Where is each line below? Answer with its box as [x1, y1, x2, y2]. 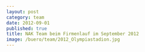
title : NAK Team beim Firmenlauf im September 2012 [6, 31, 139, 37]
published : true [6, 25, 47, 32]
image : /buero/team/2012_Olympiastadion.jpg [6, 36, 120, 42]
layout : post [6, 8, 39, 15]
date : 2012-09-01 [6, 20, 50, 26]
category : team [6, 14, 45, 20]
